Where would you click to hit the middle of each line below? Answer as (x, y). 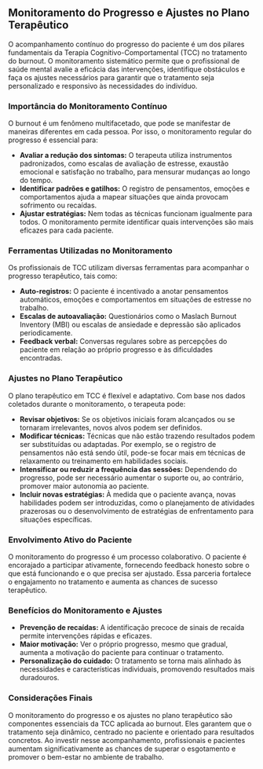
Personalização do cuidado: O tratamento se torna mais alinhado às (130, 661)
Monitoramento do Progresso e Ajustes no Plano (129, 13)
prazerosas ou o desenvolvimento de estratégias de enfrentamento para (136, 511)
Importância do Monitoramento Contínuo (88, 106)
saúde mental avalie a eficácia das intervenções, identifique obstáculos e (127, 69)
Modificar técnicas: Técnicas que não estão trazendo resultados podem (137, 436)
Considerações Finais (50, 698)
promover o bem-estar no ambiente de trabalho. (86, 756)
